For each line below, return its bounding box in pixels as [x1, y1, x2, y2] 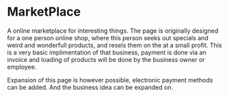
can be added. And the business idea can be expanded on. [7, 83, 173, 91]
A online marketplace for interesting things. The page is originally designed [7, 27, 219, 35]
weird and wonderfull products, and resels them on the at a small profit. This [7, 41, 222, 49]
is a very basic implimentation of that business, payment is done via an [7, 48, 206, 56]
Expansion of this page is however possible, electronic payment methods [7, 76, 213, 84]
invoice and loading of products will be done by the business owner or [7, 55, 205, 63]
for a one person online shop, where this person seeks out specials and [7, 33, 208, 42]
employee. [7, 63, 37, 71]
